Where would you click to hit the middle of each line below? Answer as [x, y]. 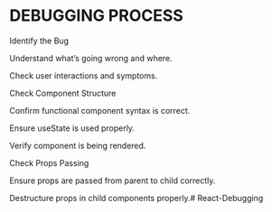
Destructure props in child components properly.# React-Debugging [136, 198]
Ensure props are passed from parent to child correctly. [113, 180]
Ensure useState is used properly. [72, 128]
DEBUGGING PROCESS [96, 16]
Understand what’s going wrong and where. [91, 58]
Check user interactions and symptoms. [84, 75]
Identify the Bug [39, 41]
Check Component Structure [63, 93]
